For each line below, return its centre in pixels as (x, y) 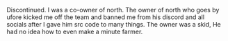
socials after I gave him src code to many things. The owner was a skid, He (114, 24)
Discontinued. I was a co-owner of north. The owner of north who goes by (113, 10)
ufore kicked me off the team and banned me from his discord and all (106, 17)
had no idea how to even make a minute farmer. (75, 31)
